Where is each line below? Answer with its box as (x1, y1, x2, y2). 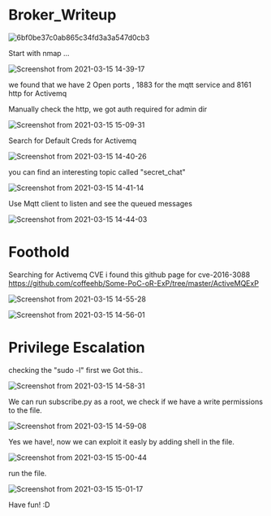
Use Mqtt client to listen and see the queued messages (8, 198, 193, 208)
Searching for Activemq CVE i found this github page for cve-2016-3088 (8, 270, 251, 280)
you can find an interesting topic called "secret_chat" (8, 167, 187, 176)
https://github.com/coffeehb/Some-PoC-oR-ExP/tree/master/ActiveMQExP (8, 278, 260, 288)
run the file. (8, 468, 47, 478)
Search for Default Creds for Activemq (8, 136, 137, 145)
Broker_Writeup (8, 6, 117, 24)
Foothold (8, 243, 71, 262)
